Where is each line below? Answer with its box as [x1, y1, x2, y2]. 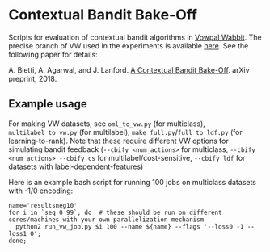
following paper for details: [8, 49, 99, 59]
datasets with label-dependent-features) [8, 162, 144, 171]
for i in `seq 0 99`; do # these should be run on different [8, 208, 222, 216]
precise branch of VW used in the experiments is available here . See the [8, 40, 249, 50]
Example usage [8, 97, 87, 111]
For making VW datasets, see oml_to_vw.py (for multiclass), [8, 119, 206, 128]
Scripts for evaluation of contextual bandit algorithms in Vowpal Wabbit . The [8, 32, 262, 42]
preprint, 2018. [8, 73, 57, 83]
